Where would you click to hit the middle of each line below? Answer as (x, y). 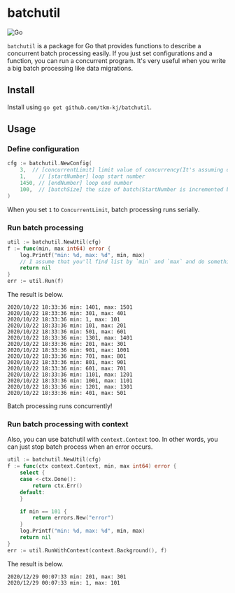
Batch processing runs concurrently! (60, 406)
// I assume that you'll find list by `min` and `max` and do (112, 261)
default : (33, 492)
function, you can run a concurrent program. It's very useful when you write (116, 60)
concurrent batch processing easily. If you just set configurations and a (110, 53)
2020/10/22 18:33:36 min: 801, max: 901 (67, 363)
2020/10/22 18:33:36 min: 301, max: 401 (67, 314)
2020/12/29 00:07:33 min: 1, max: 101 (64, 582)
